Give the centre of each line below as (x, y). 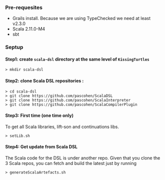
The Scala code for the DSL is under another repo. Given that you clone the (83, 158)
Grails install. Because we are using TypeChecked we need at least (81, 18)
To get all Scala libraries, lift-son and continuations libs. (62, 126)
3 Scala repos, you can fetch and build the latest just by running (71, 163)
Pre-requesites (24, 7)
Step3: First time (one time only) (39, 115)
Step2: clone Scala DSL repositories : (44, 81)
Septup (14, 47)
